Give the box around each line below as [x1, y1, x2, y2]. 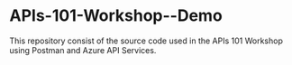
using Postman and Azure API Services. [9, 44, 157, 55]
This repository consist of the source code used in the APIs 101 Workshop [9, 35, 284, 46]
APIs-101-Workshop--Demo [9, 5, 223, 26]
